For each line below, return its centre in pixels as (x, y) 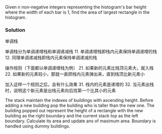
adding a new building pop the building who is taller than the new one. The (80, 105)
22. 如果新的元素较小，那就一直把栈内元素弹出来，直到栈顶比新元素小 (75, 74)
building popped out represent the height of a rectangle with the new (74, 111)
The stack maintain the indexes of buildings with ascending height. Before (79, 100)
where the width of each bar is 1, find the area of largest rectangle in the (77, 12)
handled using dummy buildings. (38, 126)
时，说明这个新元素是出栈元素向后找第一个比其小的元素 (60, 91)
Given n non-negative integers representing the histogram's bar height (76, 7)
